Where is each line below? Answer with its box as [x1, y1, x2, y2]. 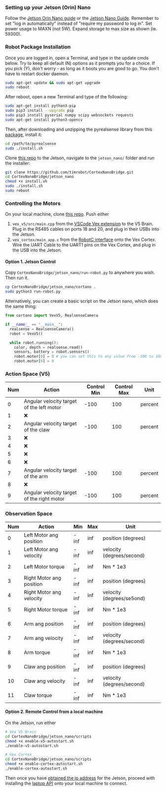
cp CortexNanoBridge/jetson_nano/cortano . [5, 285, 96, 290]
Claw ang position [24, 663, 66, 670]
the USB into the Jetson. [12, 247, 62, 253]
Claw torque [24, 692, 52, 699]
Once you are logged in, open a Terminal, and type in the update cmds [5, 55, 149, 61]
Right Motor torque [24, 606, 68, 613]
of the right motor [24, 495, 65, 502]
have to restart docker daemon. [5, 71, 69, 77]
